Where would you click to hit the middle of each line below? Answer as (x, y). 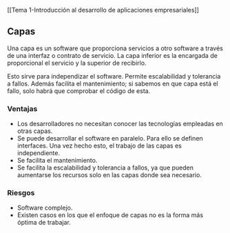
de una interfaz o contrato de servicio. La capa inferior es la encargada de (113, 55)
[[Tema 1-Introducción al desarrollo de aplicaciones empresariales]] (103, 10)
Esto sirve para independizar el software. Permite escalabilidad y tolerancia (114, 76)
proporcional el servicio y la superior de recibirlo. (77, 63)
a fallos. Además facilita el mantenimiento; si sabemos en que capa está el (113, 83)
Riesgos (21, 193)
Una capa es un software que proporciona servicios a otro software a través (115, 48)
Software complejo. (45, 208)
